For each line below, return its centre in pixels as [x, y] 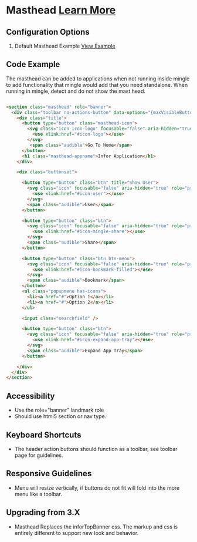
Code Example [33, 64]
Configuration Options [48, 32]
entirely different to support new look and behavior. [77, 533]
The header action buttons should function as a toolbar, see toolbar [96, 449]
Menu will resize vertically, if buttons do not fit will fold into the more [97, 487]
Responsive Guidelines [49, 474]
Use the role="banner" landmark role [59, 410]
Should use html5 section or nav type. [60, 416]
